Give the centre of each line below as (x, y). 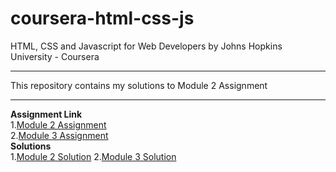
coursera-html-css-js (102, 18)
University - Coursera (55, 56)
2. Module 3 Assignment (59, 135)
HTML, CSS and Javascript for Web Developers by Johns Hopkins (146, 46)
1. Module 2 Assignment (58, 124)
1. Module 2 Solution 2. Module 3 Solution (93, 156)
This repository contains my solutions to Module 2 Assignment (139, 85)
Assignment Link (46, 114)
